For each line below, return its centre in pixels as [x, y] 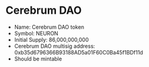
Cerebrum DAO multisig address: [55, 46]
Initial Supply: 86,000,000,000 [51, 39]
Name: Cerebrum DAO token [49, 27]
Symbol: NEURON [36, 33]
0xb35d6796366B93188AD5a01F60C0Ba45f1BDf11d [79, 52]
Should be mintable [38, 59]
